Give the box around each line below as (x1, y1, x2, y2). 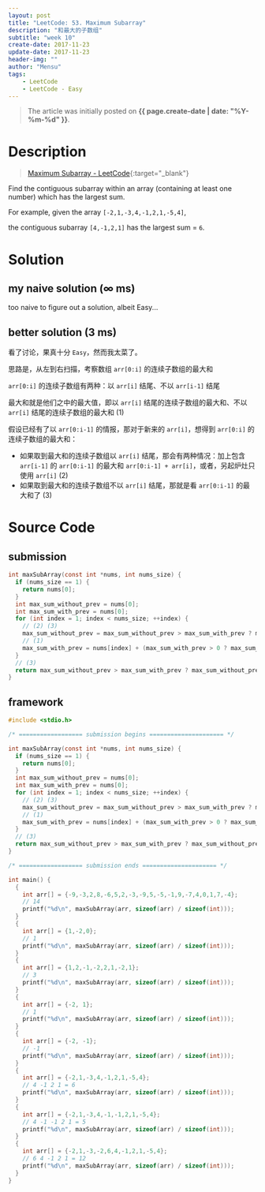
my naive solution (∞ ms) (8, 282, 136, 295)
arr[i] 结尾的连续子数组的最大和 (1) (8, 408, 125, 417)
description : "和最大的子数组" (8, 26, 103, 34)
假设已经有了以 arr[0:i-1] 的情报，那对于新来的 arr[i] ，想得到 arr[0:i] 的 (8, 424, 255, 434)
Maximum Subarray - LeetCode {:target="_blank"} (27, 169, 189, 178)
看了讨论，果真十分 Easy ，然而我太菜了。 (8, 348, 142, 357)
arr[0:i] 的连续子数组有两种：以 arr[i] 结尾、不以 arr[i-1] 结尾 (8, 381, 221, 390)
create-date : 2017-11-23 (8, 41, 90, 49)
